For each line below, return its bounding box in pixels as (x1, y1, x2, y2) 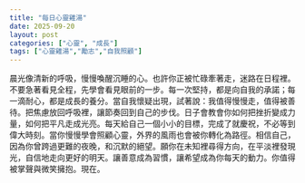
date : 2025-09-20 (9, 22, 75, 31)
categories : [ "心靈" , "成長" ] (9, 38, 118, 48)
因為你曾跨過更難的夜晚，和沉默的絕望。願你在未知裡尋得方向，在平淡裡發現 (9, 141, 296, 152)
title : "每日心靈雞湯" (9, 13, 87, 23)
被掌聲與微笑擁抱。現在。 (9, 164, 105, 175)
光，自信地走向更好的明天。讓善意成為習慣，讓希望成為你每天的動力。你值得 (9, 152, 296, 163)
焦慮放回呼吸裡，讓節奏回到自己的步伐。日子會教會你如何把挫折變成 (33, 107, 288, 118)
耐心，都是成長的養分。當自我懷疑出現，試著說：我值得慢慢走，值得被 (25, 96, 288, 107)
